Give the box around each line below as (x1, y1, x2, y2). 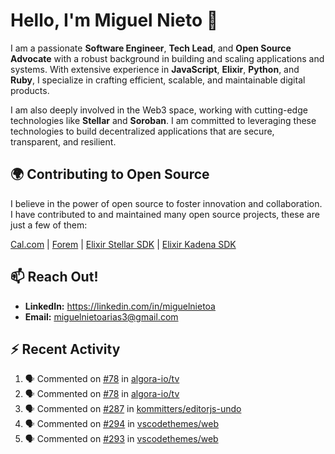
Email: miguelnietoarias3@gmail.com (24, 310, 179, 323)
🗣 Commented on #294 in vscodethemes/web (24, 418, 220, 430)
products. (10, 84, 50, 96)
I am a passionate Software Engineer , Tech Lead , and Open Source (10, 42, 292, 54)
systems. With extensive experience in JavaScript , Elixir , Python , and (10, 63, 300, 75)
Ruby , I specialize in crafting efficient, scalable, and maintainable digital (10, 74, 306, 86)
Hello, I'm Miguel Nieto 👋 (10, 9, 219, 32)
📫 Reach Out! (10, 269, 99, 286)
